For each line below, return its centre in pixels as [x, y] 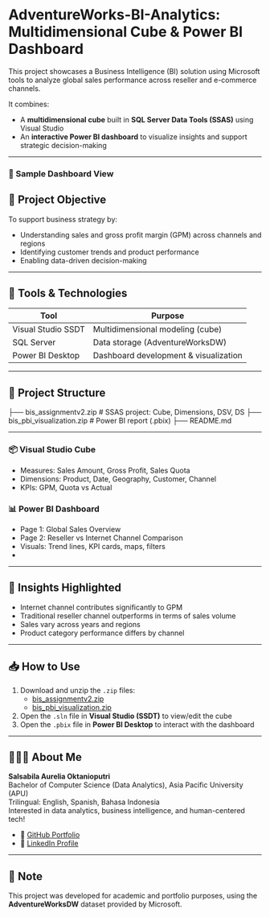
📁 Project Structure [57, 392]
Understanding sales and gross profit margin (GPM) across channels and [141, 234]
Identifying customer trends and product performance [109, 252]
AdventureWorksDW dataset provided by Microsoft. [95, 904]
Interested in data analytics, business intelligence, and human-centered [127, 811]
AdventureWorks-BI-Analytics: [115, 15]
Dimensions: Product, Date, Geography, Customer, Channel [118, 479]
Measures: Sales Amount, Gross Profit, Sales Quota [105, 470]
